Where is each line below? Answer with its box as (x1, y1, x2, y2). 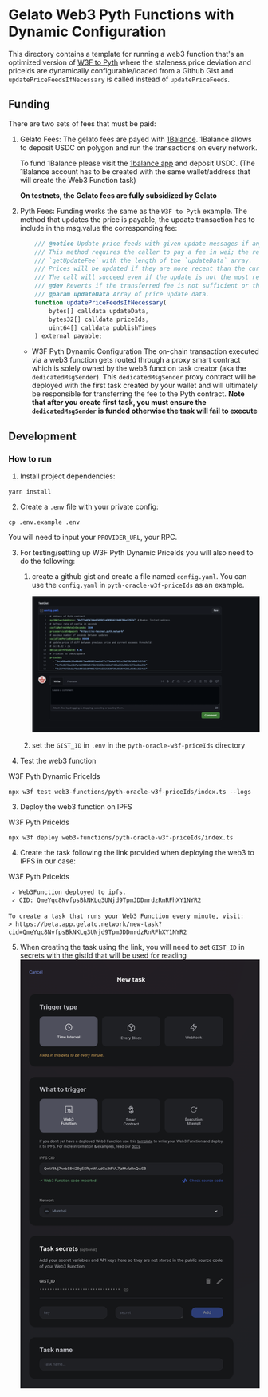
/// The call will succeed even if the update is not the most (34, 273, 249, 281)
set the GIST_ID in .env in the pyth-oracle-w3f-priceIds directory (31, 740, 246, 750)
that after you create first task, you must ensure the (31, 398, 207, 407)
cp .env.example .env (8, 518, 81, 526)
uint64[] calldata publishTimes (49, 323, 156, 332)
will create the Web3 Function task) (19, 175, 137, 185)
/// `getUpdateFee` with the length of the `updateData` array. (34, 256, 253, 264)
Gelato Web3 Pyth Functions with (8, 6, 235, 24)
